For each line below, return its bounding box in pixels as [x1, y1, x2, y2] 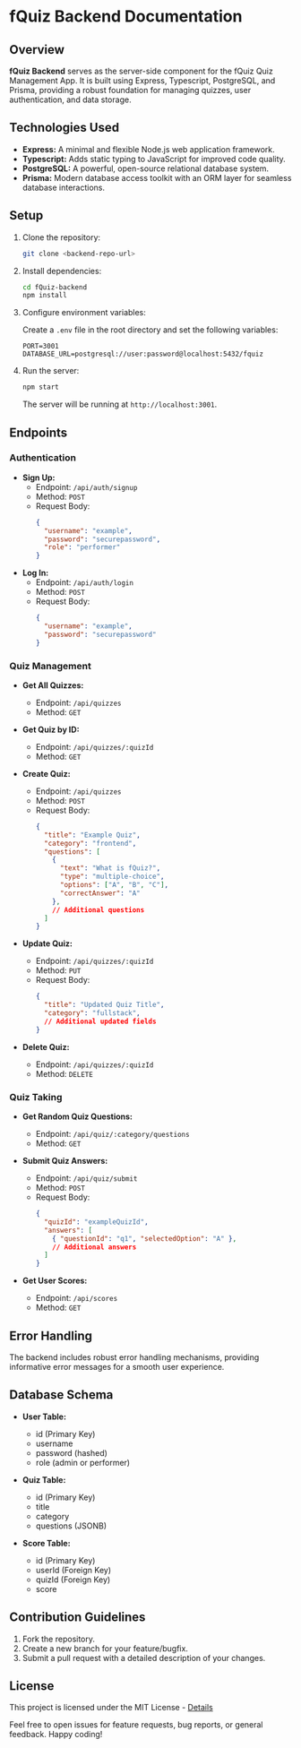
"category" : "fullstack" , [43, 1009, 141, 1018]
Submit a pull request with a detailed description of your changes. [21, 1652, 266, 1663]
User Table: [21, 1411, 67, 1422]
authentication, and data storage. [9, 94, 132, 105]
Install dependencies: [21, 265, 102, 276]
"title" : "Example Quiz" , [43, 831, 141, 840]
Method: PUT [35, 965, 82, 976]
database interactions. [21, 182, 106, 193]
